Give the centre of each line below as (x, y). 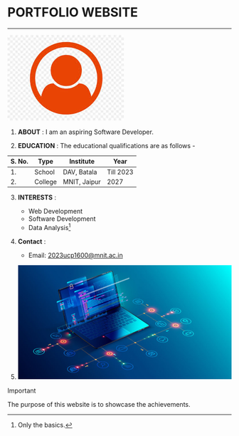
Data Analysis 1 (49, 227)
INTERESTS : (37, 197)
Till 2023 (120, 172)
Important (22, 391)
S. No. (19, 162)
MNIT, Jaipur (82, 182)
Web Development (55, 212)
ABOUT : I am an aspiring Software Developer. (86, 132)
